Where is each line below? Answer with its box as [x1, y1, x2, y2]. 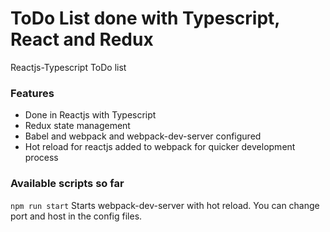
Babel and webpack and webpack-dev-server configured [24, 130, 262, 142]
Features [10, 86, 55, 100]
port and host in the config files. [10, 210, 143, 222]
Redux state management [24, 120, 131, 132]
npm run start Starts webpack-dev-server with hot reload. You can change [10, 199, 320, 211]
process [24, 152, 59, 164]
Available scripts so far [10, 177, 125, 191]
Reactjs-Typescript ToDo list [10, 61, 127, 73]
